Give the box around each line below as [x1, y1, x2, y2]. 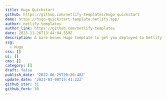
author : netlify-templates [5, 21, 61, 26]
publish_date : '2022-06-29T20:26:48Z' [5, 72, 86, 77]
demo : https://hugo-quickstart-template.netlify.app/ [5, 16, 120, 21]
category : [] [5, 63, 32, 68]
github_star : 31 [5, 81, 39, 86]
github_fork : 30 [5, 86, 39, 91]
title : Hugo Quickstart [5, 7, 55, 12]
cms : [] [5, 58, 21, 63]
